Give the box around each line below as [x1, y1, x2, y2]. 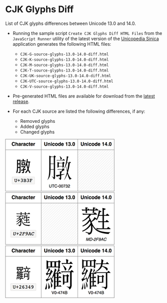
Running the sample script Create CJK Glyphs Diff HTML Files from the [12, 30, 162, 36]
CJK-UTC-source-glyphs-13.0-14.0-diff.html [20, 79, 114, 84]
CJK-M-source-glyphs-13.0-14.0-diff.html [20, 62, 109, 68]
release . [12, 98, 30, 105]
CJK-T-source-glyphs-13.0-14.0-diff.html [20, 68, 109, 73]
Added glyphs [20, 123, 50, 129]
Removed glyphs [20, 118, 56, 124]
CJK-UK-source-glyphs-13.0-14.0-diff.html [20, 73, 111, 78]
